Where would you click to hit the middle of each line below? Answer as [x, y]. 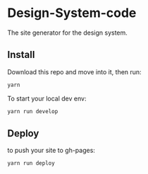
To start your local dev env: [47, 98]
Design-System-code [72, 13]
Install [21, 55]
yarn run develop [33, 111]
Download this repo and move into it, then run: [75, 71]
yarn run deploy [31, 163]
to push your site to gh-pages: [51, 151]
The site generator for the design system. [68, 33]
